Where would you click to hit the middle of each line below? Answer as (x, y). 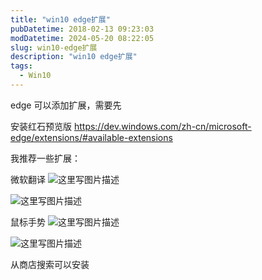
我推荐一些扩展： (45, 158)
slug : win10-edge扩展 (54, 47)
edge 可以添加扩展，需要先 (66, 105)
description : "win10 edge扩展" (74, 57)
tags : (21, 66)
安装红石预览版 (41, 126)
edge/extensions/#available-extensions (91, 137)
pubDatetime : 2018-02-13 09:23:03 (82, 29)
